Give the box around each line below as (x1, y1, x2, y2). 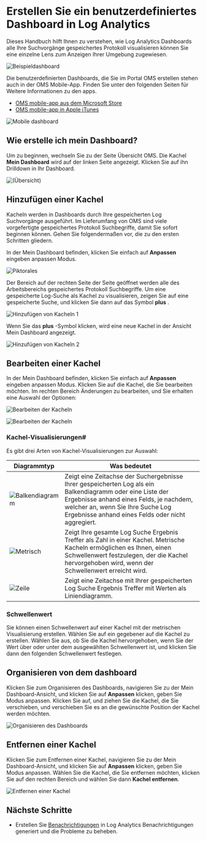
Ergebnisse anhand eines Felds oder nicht (64, 510, 186, 519)
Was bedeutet (109, 462, 152, 470)
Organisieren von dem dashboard (6, 668, 137, 678)
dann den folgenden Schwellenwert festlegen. (6, 650, 123, 657)
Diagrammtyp (13, 462, 55, 470)
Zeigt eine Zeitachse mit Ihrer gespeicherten (64, 576, 193, 585)
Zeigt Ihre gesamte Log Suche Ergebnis (64, 528, 178, 536)
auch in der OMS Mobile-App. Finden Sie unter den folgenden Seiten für (6, 81, 189, 88)
